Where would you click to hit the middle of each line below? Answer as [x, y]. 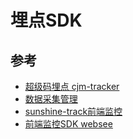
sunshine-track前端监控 [73, 111]
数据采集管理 [51, 99]
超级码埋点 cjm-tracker [72, 86]
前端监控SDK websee [68, 124]
